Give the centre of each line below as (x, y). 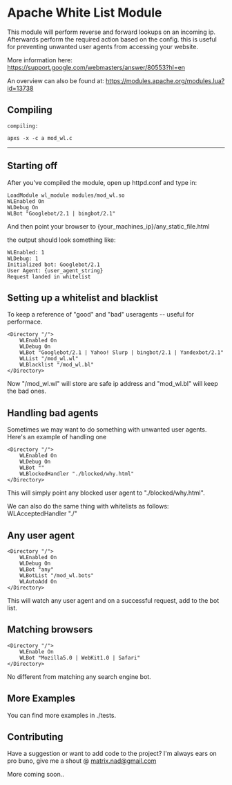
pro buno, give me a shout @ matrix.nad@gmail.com (82, 761)
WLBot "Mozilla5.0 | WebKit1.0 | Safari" (80, 658)
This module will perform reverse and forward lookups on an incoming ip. (112, 32)
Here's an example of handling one (57, 437)
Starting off (32, 166)
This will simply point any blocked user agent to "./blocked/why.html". (106, 493)
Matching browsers (50, 629)
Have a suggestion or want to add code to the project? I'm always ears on (112, 754)
